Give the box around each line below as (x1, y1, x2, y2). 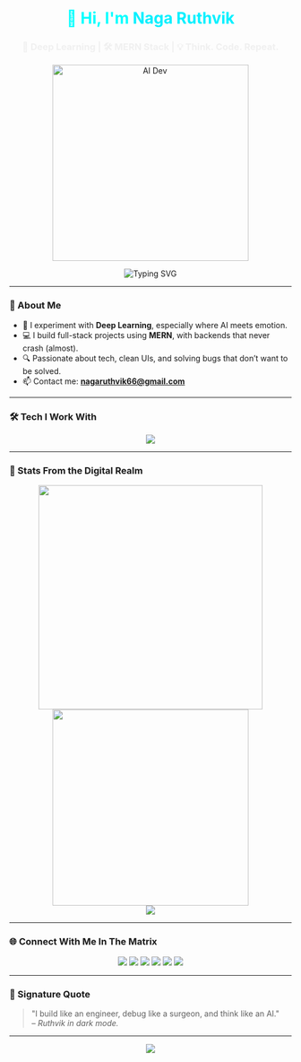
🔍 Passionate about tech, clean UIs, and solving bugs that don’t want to (21, 353, 288, 363)
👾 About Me (9, 300, 62, 312)
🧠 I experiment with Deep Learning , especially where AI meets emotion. (21, 319, 288, 330)
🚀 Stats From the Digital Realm (9, 465, 143, 476)
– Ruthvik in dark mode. (30, 1017, 119, 1028)
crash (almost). (21, 343, 79, 353)
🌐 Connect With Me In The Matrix (9, 936, 158, 948)
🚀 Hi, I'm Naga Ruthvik (65, 8, 236, 29)
